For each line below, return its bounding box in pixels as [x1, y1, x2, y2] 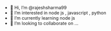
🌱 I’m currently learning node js [10, 15, 75, 21]
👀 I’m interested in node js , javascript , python [10, 10, 106, 16]
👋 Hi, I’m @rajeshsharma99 [10, 5, 67, 10]
